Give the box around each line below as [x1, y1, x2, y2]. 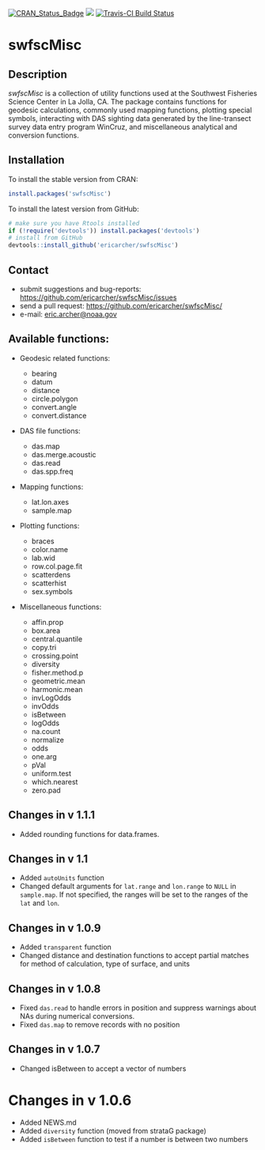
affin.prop [31, 617, 64, 626]
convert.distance [31, 410, 87, 420]
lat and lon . [19, 898, 60, 908]
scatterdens [31, 569, 71, 579]
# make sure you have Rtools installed [8, 219, 140, 227]
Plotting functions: [19, 520, 80, 530]
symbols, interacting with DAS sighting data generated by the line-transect [8, 114, 252, 123]
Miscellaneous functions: [19, 602, 102, 611]
